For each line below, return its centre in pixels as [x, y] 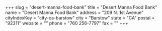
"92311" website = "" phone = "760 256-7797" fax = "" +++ [67, 23]
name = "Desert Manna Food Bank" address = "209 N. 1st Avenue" [74, 12]
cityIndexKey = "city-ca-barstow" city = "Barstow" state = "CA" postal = [80, 18]
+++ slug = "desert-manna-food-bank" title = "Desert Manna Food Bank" [81, 7]
